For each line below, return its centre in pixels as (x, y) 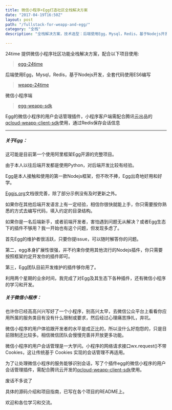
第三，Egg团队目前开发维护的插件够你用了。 (52, 267)
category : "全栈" (23, 29)
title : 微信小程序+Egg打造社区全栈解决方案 (47, 10)
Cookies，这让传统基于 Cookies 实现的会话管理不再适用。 (67, 352)
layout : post (19, 20)
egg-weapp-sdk (35, 106)
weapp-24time (34, 85)
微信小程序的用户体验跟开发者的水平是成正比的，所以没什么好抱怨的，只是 (84, 328)
